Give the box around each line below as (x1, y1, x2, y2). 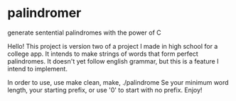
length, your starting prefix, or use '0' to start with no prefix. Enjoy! (7, 85, 203, 94)
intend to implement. (7, 64, 68, 73)
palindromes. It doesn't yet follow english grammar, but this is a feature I (7, 57, 219, 65)
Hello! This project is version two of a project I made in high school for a (7, 42, 218, 50)
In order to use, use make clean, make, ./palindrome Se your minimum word (7, 78, 229, 86)
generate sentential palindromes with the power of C (7, 28, 161, 37)
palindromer (7, 5, 82, 21)
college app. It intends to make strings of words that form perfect (7, 49, 199, 58)
